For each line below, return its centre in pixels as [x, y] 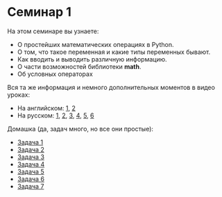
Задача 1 [30, 142]
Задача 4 [31, 164]
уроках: [18, 95]
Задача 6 [31, 179]
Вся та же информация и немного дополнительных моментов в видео [111, 87]
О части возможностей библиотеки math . [79, 66]
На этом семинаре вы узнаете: [53, 31]
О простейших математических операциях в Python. [95, 44]
